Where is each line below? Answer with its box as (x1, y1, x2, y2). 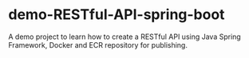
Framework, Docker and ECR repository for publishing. (8, 40, 188, 49)
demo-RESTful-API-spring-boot (8, 6, 225, 24)
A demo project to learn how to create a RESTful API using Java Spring (8, 32, 241, 41)
